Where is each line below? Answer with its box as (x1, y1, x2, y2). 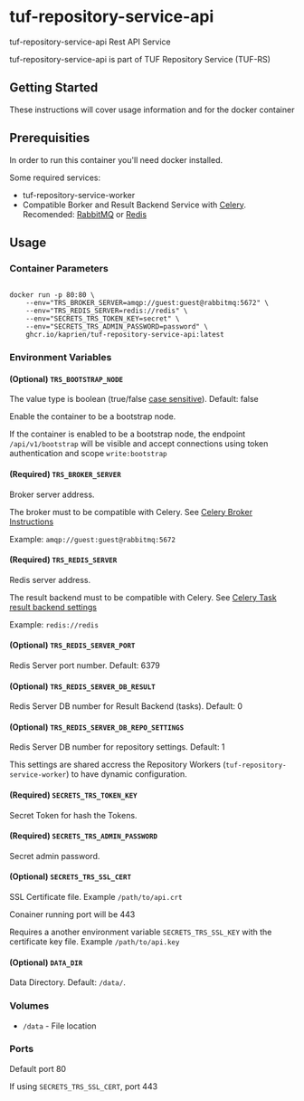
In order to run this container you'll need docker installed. (9, 154, 223, 165)
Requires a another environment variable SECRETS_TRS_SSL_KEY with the (9, 926, 272, 937)
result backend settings (9, 601, 98, 612)
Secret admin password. (9, 850, 100, 861)
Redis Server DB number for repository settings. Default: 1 (9, 742, 225, 752)
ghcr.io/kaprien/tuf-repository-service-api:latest (25, 330, 224, 340)
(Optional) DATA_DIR (9, 957, 83, 968)
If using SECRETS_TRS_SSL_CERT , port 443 (9, 1080, 158, 1092)
